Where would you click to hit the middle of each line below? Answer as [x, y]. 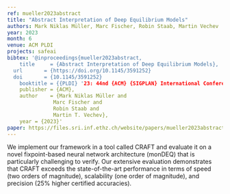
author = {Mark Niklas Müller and [73, 96]
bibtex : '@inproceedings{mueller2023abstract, [75, 58]
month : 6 [20, 39]
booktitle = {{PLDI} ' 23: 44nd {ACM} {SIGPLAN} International [110, 83]
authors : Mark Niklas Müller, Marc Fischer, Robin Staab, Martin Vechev [113, 26]
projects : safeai [32, 52]
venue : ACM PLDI [30, 45]
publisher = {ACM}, [47, 89]
